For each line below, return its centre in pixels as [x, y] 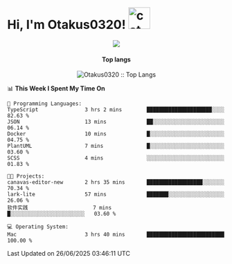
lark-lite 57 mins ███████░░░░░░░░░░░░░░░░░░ [116, 195]
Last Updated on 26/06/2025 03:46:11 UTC [69, 254]
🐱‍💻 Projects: [26, 176]
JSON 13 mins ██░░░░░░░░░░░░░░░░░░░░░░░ [116, 122]
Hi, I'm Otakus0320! [66, 25]
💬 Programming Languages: [44, 104]
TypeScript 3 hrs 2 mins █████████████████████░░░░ [116, 110]
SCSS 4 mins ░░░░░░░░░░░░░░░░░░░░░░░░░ [116, 158]
